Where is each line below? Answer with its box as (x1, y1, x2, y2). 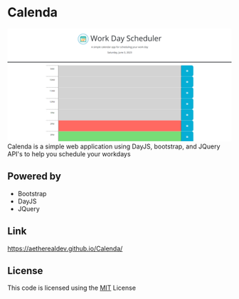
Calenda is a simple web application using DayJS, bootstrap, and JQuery (7, 142, 221, 151)
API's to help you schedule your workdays (7, 149, 131, 158)
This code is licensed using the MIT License (7, 283, 137, 293)
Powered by (7, 171, 62, 183)
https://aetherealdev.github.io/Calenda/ (7, 244, 123, 253)
